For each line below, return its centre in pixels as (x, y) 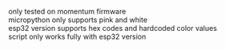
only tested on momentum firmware (67, 11)
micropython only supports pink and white (78, 20)
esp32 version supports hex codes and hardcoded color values (113, 28)
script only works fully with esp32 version (77, 36)
